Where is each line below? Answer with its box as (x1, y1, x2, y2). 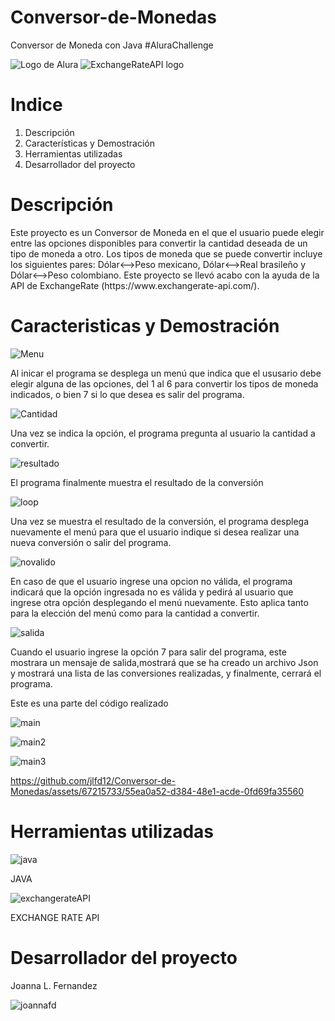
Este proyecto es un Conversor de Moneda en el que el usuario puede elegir (10, 226, 325, 238)
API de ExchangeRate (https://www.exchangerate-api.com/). (10, 279, 260, 291)
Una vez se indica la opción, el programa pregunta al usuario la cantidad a (10, 427, 316, 439)
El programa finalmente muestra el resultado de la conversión (10, 476, 264, 488)
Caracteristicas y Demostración (10, 315, 280, 337)
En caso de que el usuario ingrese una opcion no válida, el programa (10, 575, 293, 587)
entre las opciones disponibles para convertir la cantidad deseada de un (10, 237, 308, 249)
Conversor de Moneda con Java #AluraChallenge (10, 39, 214, 51)
